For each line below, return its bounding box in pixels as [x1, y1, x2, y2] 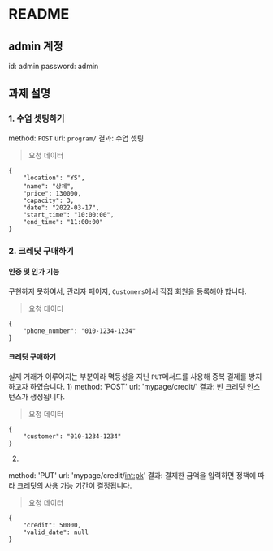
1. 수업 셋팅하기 [8, 113, 65, 124]
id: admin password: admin [8, 62, 99, 71]
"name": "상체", [23, 182, 75, 191]
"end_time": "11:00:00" [23, 217, 104, 226]
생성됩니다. [29, 392, 66, 402]
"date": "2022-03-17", [23, 204, 100, 212]
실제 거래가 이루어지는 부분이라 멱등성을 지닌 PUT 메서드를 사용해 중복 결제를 [8, 372, 248, 381]
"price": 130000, [23, 189, 82, 197]
